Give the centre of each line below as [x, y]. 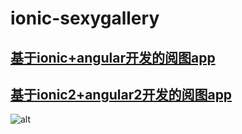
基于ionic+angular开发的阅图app [113, 57]
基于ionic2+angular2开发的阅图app [121, 94]
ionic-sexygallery [85, 18]
